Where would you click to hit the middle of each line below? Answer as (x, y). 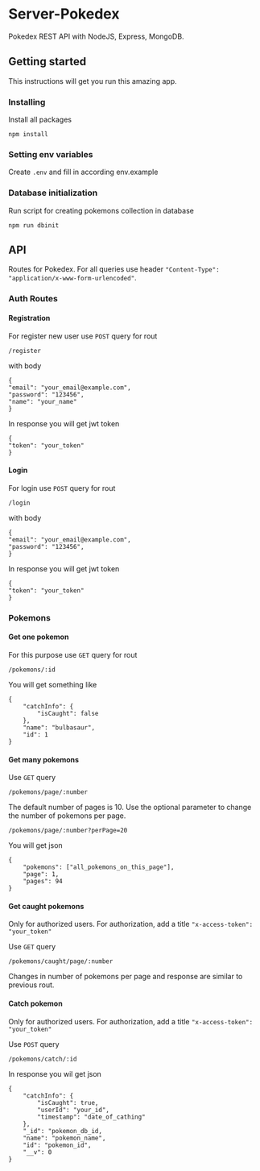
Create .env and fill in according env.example (83, 172)
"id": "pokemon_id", (57, 1145)
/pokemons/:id (32, 670)
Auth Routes (33, 299)
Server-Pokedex (64, 14)
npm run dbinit (34, 225)
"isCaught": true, (68, 1102)
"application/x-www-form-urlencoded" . (72, 278)
